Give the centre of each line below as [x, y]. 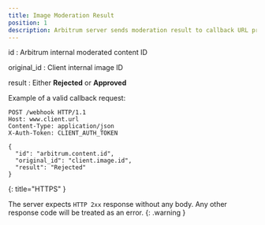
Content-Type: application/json [61, 127]
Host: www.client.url [44, 120]
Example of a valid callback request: [67, 98]
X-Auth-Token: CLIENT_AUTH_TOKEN [63, 133]
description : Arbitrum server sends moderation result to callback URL [128, 30]
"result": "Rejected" [51, 168]
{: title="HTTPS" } [37, 189]
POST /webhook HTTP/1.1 [47, 112]
